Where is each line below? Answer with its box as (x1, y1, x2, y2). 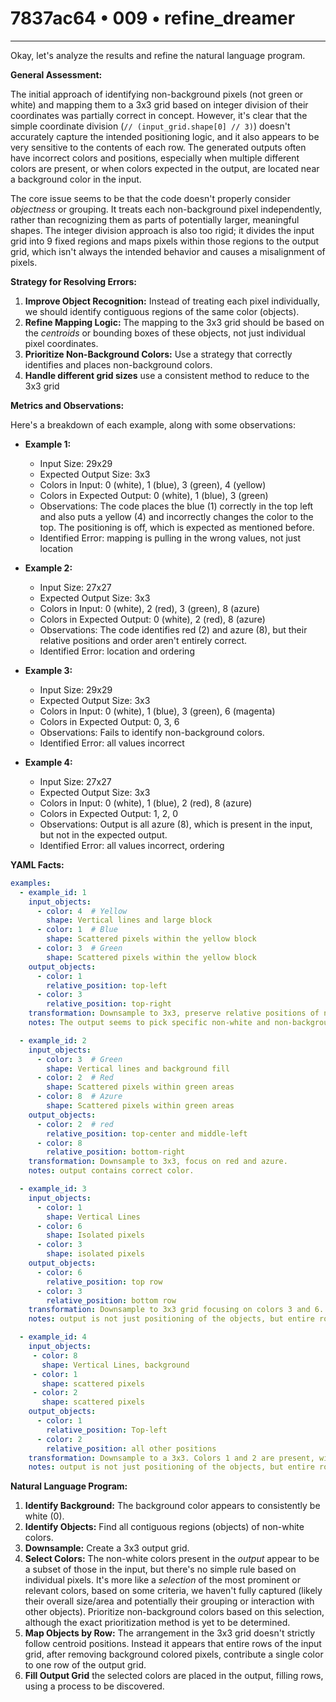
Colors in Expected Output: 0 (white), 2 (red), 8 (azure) (39, 613, 266, 625)
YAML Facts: (10, 858, 65, 871)
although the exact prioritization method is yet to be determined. (24, 1617, 291, 1629)
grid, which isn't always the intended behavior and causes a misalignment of (10, 245, 326, 257)
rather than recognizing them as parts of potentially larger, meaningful (10, 213, 300, 226)
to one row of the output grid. (24, 1659, 147, 1671)
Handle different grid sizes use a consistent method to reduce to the (24, 369, 310, 381)
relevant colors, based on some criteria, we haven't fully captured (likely (24, 1585, 323, 1597)
